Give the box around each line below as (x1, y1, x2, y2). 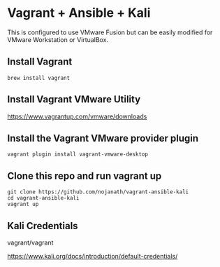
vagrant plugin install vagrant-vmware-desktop (7, 151, 149, 158)
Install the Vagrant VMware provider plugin (7, 132, 199, 144)
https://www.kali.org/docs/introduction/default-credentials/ (7, 252, 178, 260)
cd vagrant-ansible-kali (7, 195, 80, 202)
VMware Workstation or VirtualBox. (7, 35, 109, 43)
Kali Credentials (7, 219, 78, 232)
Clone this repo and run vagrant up (7, 170, 162, 182)
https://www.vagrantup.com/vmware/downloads (7, 112, 147, 121)
